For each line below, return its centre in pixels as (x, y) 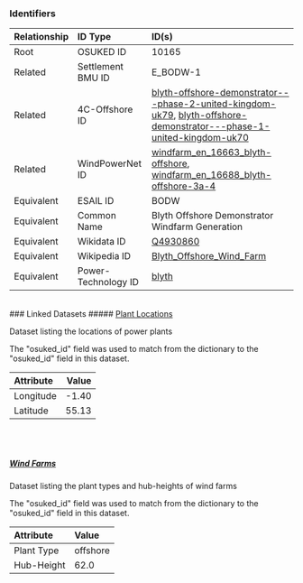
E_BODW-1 (176, 72)
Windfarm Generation (197, 227)
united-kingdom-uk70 (201, 138)
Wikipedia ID (104, 256)
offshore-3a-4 (184, 186)
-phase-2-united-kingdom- (214, 104)
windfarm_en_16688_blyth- (212, 175)
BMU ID (93, 78)
